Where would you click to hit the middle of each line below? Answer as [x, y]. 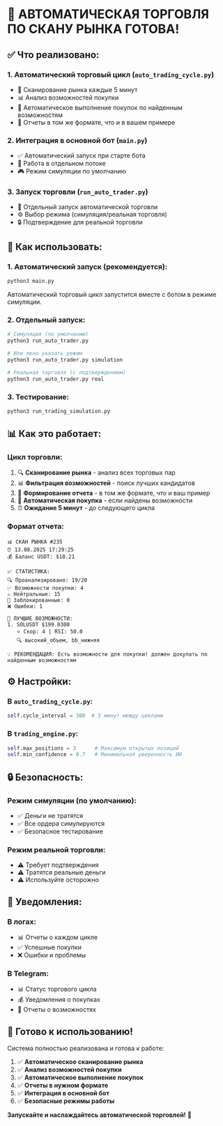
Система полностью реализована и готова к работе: [86, 1049]
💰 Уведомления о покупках [59, 1000]
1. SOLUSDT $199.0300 [39, 624]
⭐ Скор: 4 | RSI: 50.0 [50, 631]
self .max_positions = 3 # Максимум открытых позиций [93, 748]
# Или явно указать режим [45, 354]
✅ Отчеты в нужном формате [63, 1086]
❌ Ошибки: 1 [25, 606]
